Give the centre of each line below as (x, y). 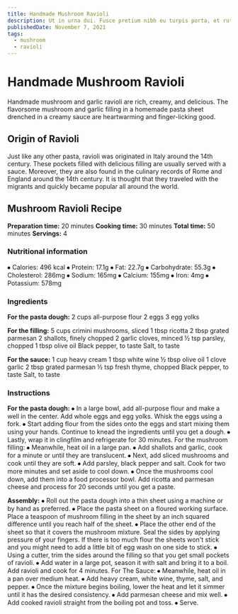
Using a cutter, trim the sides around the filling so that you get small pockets (118, 555)
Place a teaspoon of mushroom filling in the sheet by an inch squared (108, 517)
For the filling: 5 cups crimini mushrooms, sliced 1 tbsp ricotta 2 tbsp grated (118, 331)
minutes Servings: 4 (37, 233)
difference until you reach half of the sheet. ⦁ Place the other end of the (112, 524)
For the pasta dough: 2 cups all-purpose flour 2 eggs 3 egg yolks (103, 317)
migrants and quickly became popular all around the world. (93, 186)
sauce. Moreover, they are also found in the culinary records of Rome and (115, 171)
